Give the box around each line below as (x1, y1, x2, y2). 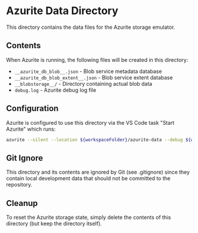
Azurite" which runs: (6, 125, 56, 132)
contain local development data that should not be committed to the (6, 175, 171, 182)
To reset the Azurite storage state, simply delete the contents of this (6, 214, 171, 221)
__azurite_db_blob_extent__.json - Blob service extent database (14, 74, 173, 81)
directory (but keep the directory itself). (6, 220, 102, 227)
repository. (6, 181, 32, 188)
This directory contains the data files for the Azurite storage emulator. (6, 24, 176, 31)
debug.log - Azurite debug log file (14, 86, 97, 94)
